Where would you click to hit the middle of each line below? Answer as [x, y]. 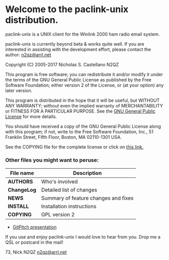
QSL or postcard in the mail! [34, 242]
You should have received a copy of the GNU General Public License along [83, 126]
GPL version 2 [58, 215]
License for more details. [31, 116]
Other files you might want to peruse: [52, 160]
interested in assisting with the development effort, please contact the [78, 49]
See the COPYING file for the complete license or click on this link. [74, 147]
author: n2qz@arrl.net [28, 55]
